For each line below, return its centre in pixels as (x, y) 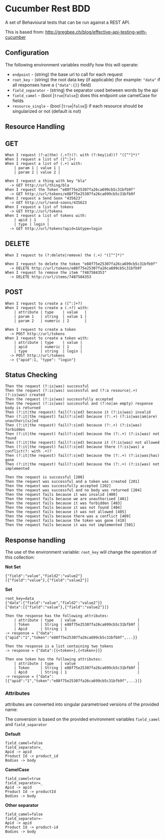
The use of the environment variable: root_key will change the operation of (81, 552)
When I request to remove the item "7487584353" (56, 272)
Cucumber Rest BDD (48, 9)
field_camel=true (23, 779)
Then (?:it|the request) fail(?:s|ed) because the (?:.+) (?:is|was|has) (82, 456)
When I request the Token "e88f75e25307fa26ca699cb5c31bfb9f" (70, 189)
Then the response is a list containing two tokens (59, 646)
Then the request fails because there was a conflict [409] (68, 516)
